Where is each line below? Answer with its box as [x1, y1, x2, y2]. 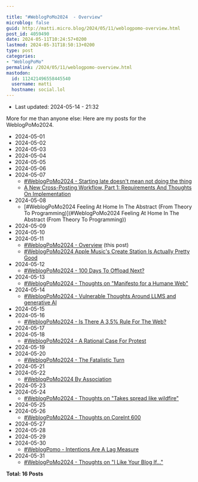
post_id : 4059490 [6, 31, 50, 37]
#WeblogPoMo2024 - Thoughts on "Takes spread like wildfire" [23, 395, 179, 401]
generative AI [23, 299, 57, 306]
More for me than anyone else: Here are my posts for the [6, 115, 147, 122]
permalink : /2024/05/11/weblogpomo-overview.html [6, 64, 133, 70]
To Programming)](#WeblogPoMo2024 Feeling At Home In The [23, 210, 179, 216]
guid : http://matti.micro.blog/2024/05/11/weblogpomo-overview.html [6, 25, 181, 31]
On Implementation [23, 191, 71, 197]
